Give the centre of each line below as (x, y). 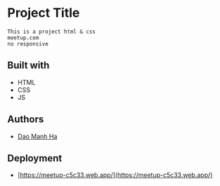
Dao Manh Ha (37, 136)
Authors (26, 120)
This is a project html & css (52, 32)
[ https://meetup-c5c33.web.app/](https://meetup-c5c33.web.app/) (115, 175)
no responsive (28, 44)
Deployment (35, 158)
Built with (28, 66)
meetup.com (23, 38)
